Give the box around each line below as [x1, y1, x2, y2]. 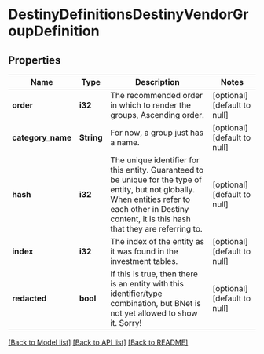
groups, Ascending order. [110, 110, 204, 120]
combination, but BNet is [110, 298, 202, 308]
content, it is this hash [110, 213, 191, 224]
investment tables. [110, 256, 178, 266]
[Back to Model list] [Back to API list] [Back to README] [8, 338, 189, 347]
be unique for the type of [110, 174, 203, 185]
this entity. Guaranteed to [110, 165, 204, 175]
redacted [12, 293, 47, 304]
